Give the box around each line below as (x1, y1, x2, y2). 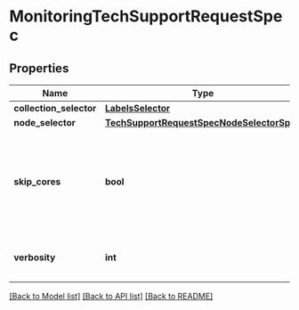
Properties (9, 61, 69, 76)
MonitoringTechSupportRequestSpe (9, 6, 283, 27)
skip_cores (13, 175, 61, 188)
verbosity (13, 251, 56, 264)
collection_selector (13, 102, 97, 114)
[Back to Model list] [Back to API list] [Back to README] (9, 291, 214, 301)
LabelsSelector (105, 102, 171, 114)
